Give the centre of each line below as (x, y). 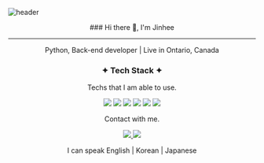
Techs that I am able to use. (132, 87)
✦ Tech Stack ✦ (132, 70)
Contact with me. (132, 119)
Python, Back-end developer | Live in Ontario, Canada (132, 50)
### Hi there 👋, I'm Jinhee (132, 27)
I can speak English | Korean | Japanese (132, 150)
